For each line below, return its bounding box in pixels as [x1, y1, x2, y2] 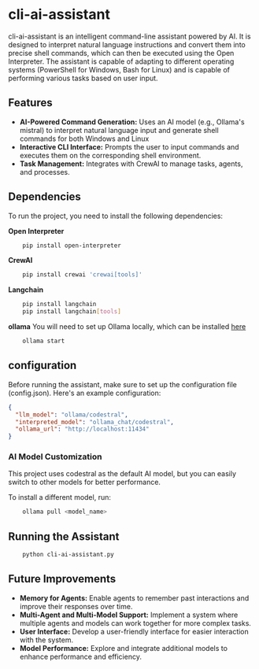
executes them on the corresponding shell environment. [19, 150, 202, 160]
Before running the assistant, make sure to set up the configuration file [8, 379, 238, 389]
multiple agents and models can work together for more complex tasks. [19, 618, 252, 627]
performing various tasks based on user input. [8, 73, 159, 83]
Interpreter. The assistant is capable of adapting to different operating [8, 57, 235, 66]
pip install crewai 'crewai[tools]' [22, 271, 143, 279]
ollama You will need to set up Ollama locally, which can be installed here [8, 322, 246, 331]
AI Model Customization [8, 451, 102, 462]
